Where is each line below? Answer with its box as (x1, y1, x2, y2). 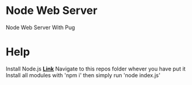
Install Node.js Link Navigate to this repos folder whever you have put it (6, 65, 186, 72)
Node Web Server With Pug (6, 24, 75, 31)
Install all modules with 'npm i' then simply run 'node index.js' (6, 71, 161, 79)
